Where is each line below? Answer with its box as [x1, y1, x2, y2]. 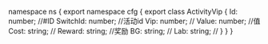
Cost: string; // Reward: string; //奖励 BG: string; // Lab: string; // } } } [8, 26, 234, 35]
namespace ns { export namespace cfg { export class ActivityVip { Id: [8, 7, 238, 16]
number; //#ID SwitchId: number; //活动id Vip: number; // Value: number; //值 [8, 16, 261, 26]
